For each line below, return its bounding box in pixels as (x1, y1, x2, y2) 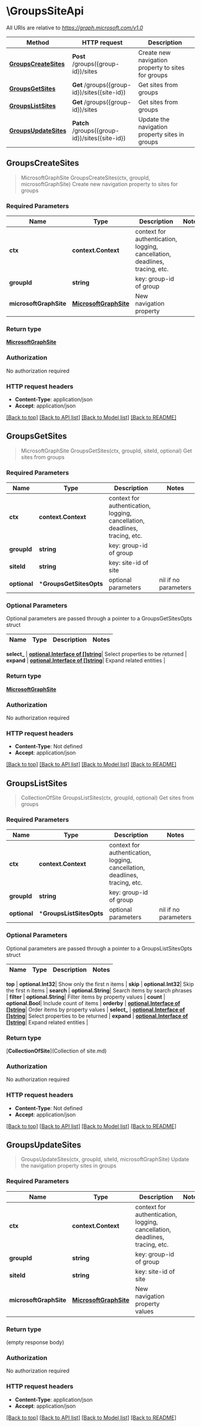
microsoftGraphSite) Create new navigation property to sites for (20, 180, 178, 187)
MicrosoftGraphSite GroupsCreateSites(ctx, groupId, (20, 174, 151, 181)
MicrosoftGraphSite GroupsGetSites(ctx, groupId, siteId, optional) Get (20, 447, 193, 454)
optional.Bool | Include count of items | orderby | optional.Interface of (6, 999, 181, 1006)
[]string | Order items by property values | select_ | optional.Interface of (6, 1006, 185, 1013)
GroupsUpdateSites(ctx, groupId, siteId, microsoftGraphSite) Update (20, 1156, 190, 1163)
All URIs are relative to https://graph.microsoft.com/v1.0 (6, 24, 144, 31)
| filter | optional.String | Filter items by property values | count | (6, 993, 166, 1000)
